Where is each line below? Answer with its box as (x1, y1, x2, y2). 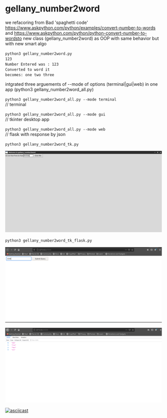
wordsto (5, 35, 22, 41)
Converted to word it (5, 67, 50, 72)
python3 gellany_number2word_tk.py (5, 141, 79, 147)
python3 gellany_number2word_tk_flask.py (5, 238, 92, 243)
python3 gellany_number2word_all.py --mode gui (5, 112, 106, 117)
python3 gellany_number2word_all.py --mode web (5, 127, 106, 132)
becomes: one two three (5, 72, 55, 77)
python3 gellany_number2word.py (5, 51, 72, 56)
